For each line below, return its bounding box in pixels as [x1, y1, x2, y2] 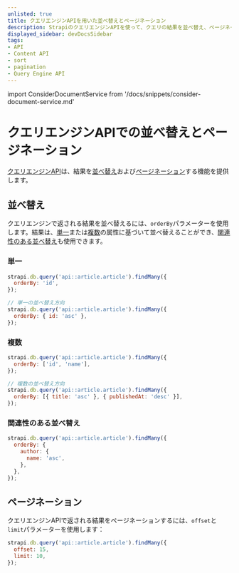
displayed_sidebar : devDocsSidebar [7, 30, 113, 38]
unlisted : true [7, 10, 53, 18]
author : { [20, 448, 50, 455]
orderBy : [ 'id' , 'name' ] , [14, 361, 91, 368]
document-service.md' [7, 97, 75, 105]
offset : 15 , [14, 546, 50, 553]
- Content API [7, 51, 50, 58]
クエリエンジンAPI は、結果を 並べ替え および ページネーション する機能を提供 [7, 167, 229, 175]
